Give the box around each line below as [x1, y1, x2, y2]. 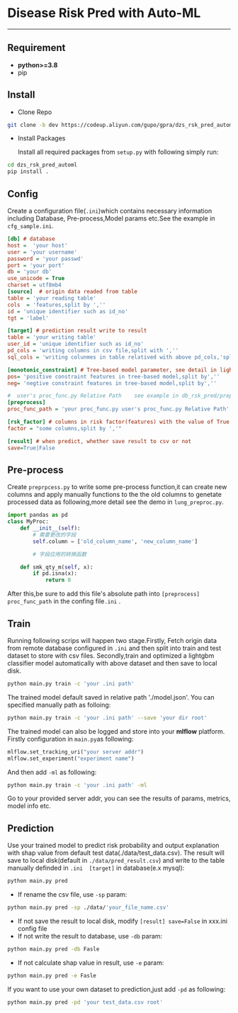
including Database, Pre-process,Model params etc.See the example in [7, 214, 215, 223]
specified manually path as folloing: [7, 700, 111, 709]
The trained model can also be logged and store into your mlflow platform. [7, 727, 225, 735]
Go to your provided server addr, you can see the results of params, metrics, [7, 794, 231, 802]
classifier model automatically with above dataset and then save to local [7, 659, 217, 667]
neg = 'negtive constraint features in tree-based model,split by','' [7, 379, 217, 387]
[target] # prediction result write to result [7, 328, 147, 335]
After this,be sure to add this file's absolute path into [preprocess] [7, 590, 200, 598]
